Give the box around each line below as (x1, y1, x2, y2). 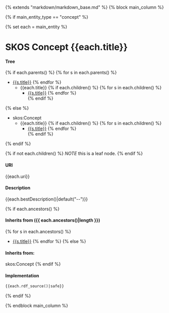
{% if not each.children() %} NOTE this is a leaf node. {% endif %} (5, 151, 143, 157)
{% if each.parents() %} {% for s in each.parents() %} (5, 70, 117, 76)
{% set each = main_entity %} (5, 24, 68, 30)
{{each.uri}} (5, 173, 30, 179)
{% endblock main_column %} (5, 302, 69, 309)
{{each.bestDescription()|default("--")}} (5, 196, 88, 202)
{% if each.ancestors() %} (5, 206, 60, 212)
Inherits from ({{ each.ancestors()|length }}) (5, 217, 100, 223)
